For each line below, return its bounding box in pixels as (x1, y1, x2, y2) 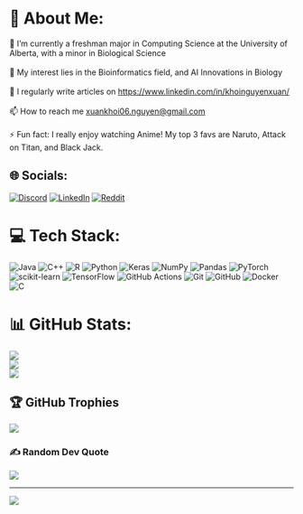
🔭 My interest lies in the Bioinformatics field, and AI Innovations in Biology (9, 67, 283, 78)
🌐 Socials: (9, 168, 69, 183)
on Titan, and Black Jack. (9, 142, 104, 153)
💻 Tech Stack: (9, 225, 121, 246)
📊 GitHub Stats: (9, 313, 133, 334)
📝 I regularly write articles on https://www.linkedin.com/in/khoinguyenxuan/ (9, 86, 290, 97)
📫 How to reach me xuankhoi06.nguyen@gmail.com (9, 106, 206, 117)
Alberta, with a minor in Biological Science (9, 47, 167, 58)
